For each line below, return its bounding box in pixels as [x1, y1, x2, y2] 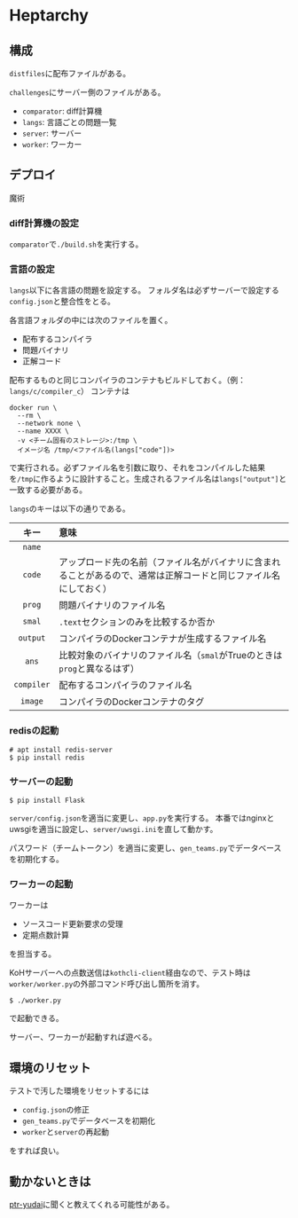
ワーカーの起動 [9, 877, 74, 890]
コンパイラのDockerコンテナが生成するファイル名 [59, 633, 267, 645]
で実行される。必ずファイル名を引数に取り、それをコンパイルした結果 [9, 462, 266, 473]
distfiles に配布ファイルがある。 [9, 68, 131, 78]
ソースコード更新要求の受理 [21, 919, 124, 930]
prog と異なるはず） [59, 663, 140, 675]
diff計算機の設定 [9, 216, 80, 229]
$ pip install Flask [9, 796, 86, 805]
